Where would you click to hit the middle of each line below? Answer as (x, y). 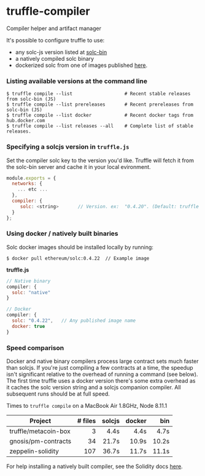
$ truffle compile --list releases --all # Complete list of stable (100, 126)
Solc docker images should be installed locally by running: (80, 247)
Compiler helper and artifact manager (54, 28)
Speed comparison (35, 348)
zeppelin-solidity (34, 451)
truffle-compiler (48, 11)
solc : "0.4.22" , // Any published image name (74, 321)
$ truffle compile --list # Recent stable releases (99, 94)
